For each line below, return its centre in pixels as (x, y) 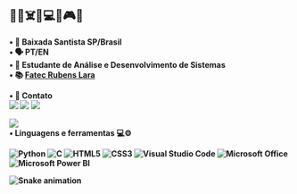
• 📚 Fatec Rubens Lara (52, 74)
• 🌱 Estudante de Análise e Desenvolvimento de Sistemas (117, 64)
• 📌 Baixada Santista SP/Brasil (66, 42)
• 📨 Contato (31, 95)
